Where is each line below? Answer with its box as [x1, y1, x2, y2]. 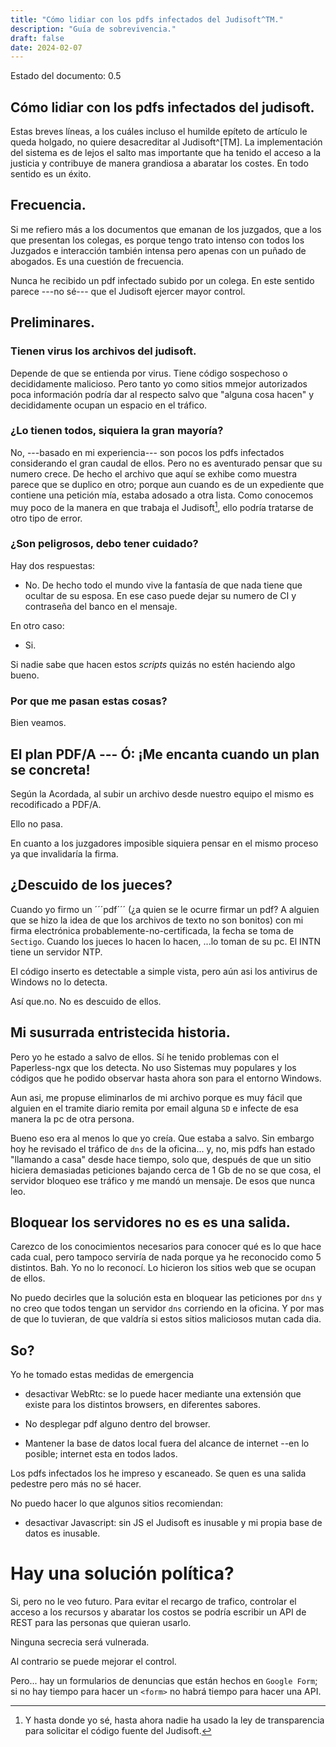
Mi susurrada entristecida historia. [10, 1024, 231, 1041]
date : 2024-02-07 [10, 42, 83, 53]
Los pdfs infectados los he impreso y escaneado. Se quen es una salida [10, 1467, 307, 1480]
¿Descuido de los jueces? [10, 877, 173, 894]
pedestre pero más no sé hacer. [10, 1478, 142, 1490]
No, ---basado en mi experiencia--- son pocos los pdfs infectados [10, 446, 285, 458]
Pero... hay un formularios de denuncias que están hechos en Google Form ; [10, 1675, 318, 1687]
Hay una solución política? [10, 1562, 235, 1585]
